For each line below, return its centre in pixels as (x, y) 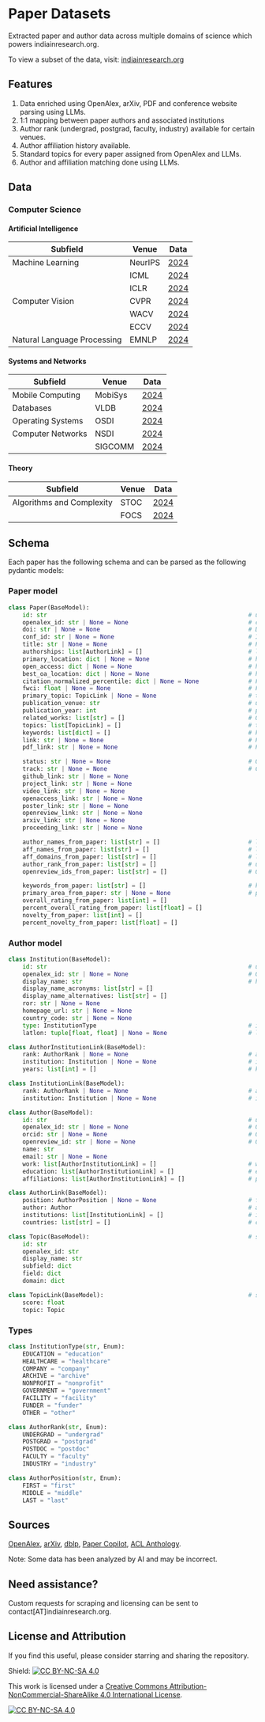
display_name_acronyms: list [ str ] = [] (88, 989)
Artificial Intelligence (43, 228)
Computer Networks (50, 434)
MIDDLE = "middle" (52, 1493)
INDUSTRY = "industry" (60, 1464)
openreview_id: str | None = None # (137, 1142)
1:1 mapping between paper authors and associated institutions (122, 120)
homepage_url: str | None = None (77, 1011)
